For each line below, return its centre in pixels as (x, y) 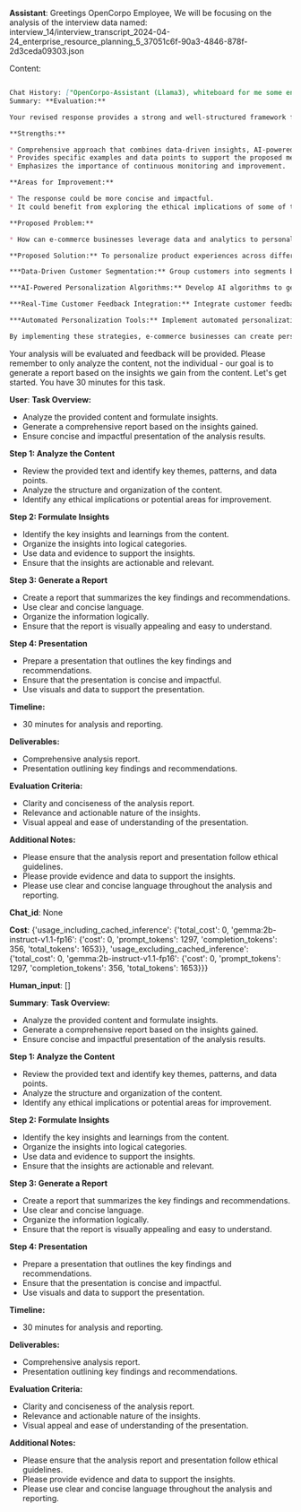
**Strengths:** (38, 134)
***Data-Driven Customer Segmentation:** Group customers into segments (148, 272)
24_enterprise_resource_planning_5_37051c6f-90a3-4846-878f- (129, 41)
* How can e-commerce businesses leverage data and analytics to (133, 239)
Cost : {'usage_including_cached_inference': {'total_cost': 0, (120, 930)
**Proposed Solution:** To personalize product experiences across (138, 256)
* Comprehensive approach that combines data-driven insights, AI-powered (152, 150)
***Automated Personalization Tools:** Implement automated (124, 320)
